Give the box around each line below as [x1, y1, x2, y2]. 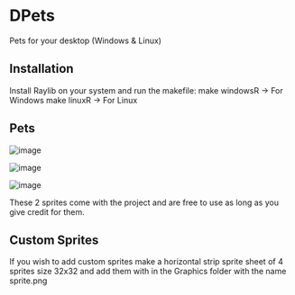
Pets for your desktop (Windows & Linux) [9, 35, 162, 46]
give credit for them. [9, 206, 86, 217]
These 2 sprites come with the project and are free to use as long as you [9, 197, 280, 208]
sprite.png [9, 275, 48, 286]
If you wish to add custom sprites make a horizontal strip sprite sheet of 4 [9, 256, 284, 267]
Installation [9, 61, 74, 76]
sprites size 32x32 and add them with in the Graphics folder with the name [9, 266, 287, 277]
